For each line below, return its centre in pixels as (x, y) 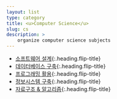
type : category (26, 18)
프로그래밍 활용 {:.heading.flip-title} (58, 74)
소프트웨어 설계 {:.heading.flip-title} (58, 58)
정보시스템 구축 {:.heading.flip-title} (58, 81)
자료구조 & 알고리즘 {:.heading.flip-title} (63, 89)
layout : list (23, 12)
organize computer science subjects (64, 40)
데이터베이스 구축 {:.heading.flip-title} (60, 66)
